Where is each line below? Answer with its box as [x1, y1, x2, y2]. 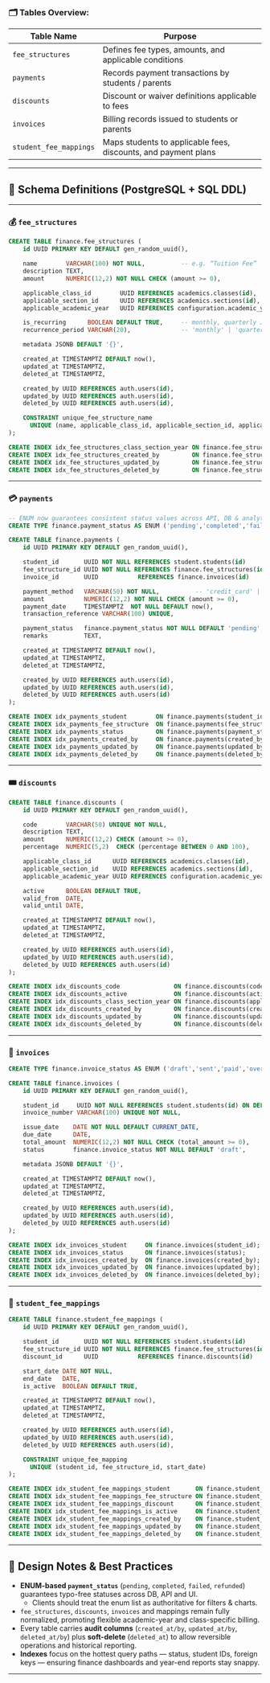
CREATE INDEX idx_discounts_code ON [8, 983, 182, 991]
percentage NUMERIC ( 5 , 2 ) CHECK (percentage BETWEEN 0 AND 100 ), [22, 843, 250, 851]
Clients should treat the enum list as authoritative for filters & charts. [31, 1598, 258, 1607]
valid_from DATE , [22, 895, 84, 903]
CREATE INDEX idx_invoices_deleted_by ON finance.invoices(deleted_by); [8, 1271, 261, 1280]
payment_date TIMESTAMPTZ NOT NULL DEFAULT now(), [22, 602, 215, 611]
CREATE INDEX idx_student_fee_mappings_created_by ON [8, 1514, 203, 1523]
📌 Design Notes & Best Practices [8, 1559, 174, 1573]
